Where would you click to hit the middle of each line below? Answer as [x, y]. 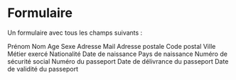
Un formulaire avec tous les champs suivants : [75, 33]
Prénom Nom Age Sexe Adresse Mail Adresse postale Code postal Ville [112, 46]
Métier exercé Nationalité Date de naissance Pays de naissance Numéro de [117, 54]
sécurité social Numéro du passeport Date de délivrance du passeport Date [118, 61]
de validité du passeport [43, 69]
